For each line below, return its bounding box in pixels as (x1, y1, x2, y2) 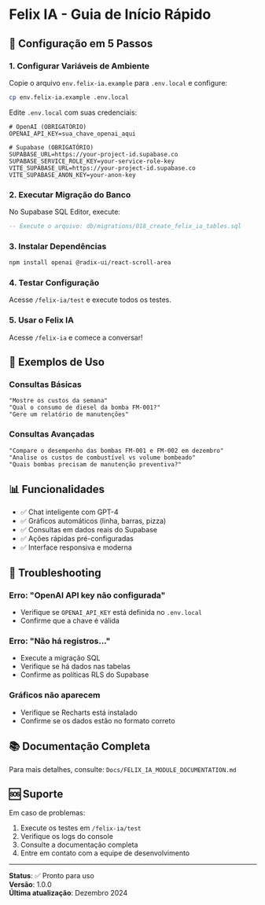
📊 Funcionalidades (9, 483, 105, 496)
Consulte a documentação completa (20, 840, 138, 850)
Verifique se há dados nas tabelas (20, 662, 131, 671)
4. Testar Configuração (9, 278, 100, 289)
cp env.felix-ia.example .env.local (9, 93, 129, 101)
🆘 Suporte (9, 787, 64, 800)
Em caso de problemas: (9, 808, 86, 818)
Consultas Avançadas (9, 429, 95, 440)
